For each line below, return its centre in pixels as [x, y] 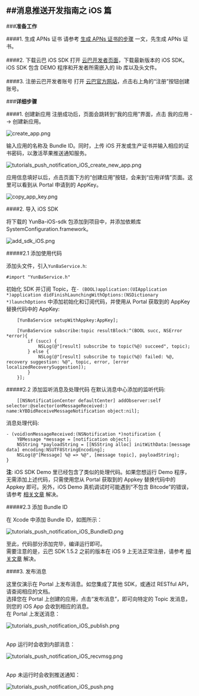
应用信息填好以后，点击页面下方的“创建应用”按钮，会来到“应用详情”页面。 [97, 177]
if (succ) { [43, 341]
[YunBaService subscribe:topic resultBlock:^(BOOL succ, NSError [100, 330]
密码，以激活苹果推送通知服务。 [50, 153]
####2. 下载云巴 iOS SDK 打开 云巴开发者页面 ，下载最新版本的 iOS [88, 60]
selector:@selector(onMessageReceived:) [57, 406]
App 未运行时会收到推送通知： [43, 675]
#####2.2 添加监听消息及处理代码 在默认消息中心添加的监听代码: [86, 389]
